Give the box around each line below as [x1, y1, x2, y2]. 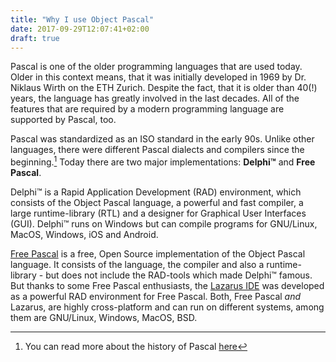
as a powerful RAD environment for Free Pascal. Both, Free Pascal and [10, 291, 302, 303]
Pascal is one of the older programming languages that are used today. [10, 61, 303, 73]
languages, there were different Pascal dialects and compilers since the [10, 144, 305, 156]
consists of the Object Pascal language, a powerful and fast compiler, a [10, 197, 304, 209]
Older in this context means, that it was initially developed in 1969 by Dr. [10, 71, 307, 83]
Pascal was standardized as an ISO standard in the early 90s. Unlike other [10, 133, 315, 145]
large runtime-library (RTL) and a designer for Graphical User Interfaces [10, 207, 307, 220]
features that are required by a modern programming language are [10, 103, 285, 115]
